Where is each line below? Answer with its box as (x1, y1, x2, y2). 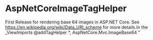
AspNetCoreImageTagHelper (5, 3, 127, 14)
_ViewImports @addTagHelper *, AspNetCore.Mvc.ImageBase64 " (5, 29, 141, 35)
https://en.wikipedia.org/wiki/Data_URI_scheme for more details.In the (5, 24, 148, 30)
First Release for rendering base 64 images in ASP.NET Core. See (5, 19, 140, 25)
